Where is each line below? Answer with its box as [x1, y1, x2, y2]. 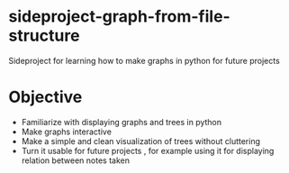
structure [8, 25, 80, 46]
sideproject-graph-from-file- [8, 6, 230, 27]
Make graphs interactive [21, 126, 112, 137]
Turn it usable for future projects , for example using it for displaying [21, 145, 275, 156]
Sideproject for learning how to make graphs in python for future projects [8, 55, 280, 66]
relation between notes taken [21, 155, 130, 166]
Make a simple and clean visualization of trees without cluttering [21, 135, 261, 146]
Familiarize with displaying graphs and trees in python [21, 116, 222, 127]
